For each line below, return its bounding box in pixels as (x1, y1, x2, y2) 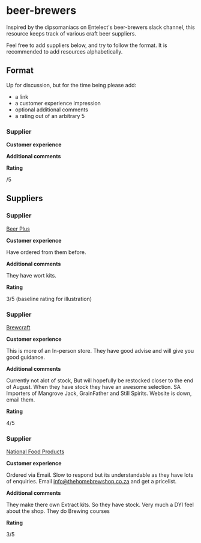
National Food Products (6, 448, 65, 455)
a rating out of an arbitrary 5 (14, 112, 85, 119)
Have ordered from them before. (6, 248, 86, 256)
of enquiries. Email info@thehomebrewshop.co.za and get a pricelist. (6, 478, 177, 485)
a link (14, 93, 29, 100)
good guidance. (6, 353, 46, 361)
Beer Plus (6, 225, 30, 232)
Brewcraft (6, 324, 31, 331)
